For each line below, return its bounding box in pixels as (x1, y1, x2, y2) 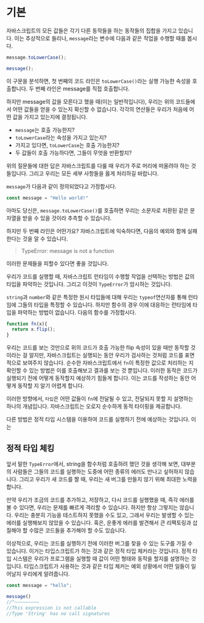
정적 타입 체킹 (6, 443, 55, 453)
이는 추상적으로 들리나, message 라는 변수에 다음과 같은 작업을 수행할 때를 (14, 34, 186, 42)
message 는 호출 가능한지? (15, 126, 75, 133)
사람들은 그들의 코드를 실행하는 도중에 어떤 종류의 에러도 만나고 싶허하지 (12, 468, 184, 475)
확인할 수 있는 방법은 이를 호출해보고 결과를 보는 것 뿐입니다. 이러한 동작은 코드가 (6, 367, 198, 374)
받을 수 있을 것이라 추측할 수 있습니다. (22, 214, 112, 222)
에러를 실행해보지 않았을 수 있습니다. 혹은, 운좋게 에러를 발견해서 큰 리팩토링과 (6, 519, 192, 526)
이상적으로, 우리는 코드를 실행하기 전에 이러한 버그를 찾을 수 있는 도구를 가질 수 (6, 540, 193, 547)
